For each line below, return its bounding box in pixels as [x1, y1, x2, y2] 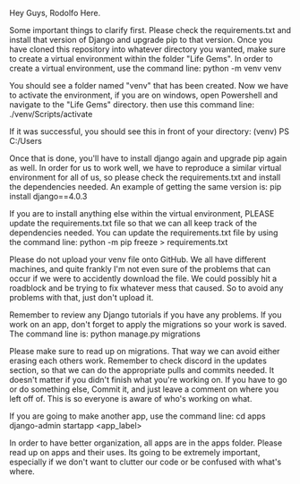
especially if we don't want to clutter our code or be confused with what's [9, 456, 282, 467]
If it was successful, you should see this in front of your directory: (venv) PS [9, 126, 289, 137]
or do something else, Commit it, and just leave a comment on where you [9, 384, 279, 395]
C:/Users [9, 136, 42, 146]
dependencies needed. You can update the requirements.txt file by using [9, 227, 279, 238]
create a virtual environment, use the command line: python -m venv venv [9, 63, 282, 73]
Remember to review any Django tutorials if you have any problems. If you [9, 310, 282, 320]
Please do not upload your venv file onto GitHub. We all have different [9, 254, 267, 265]
